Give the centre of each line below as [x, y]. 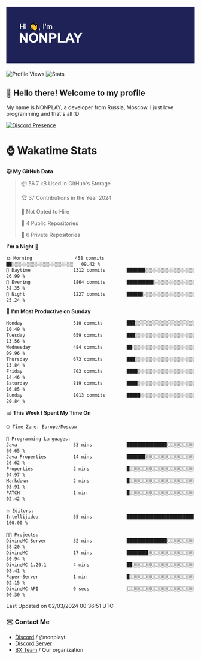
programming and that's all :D [43, 114]
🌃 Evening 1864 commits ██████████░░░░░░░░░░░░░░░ [100, 282]
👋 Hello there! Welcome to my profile [76, 93]
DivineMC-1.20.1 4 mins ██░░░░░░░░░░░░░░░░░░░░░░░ [100, 565]
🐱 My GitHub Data [30, 171]
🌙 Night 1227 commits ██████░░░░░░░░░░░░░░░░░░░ [100, 294]
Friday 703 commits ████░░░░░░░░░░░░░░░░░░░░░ [100, 371]
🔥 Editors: [20, 511]
